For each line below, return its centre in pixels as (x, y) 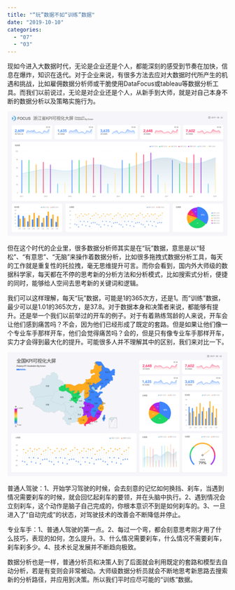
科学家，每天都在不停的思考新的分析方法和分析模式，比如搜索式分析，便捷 (120, 274)
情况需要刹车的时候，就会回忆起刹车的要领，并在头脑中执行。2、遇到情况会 (116, 497)
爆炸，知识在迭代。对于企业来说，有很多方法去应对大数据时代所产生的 (120, 75)
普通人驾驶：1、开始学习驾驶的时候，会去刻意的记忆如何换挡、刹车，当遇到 (116, 488)
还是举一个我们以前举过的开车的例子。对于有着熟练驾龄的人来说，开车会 (123, 315)
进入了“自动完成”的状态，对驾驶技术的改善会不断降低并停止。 (96, 515)
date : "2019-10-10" (36, 22)
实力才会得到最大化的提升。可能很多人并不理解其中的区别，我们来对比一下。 (117, 342)
